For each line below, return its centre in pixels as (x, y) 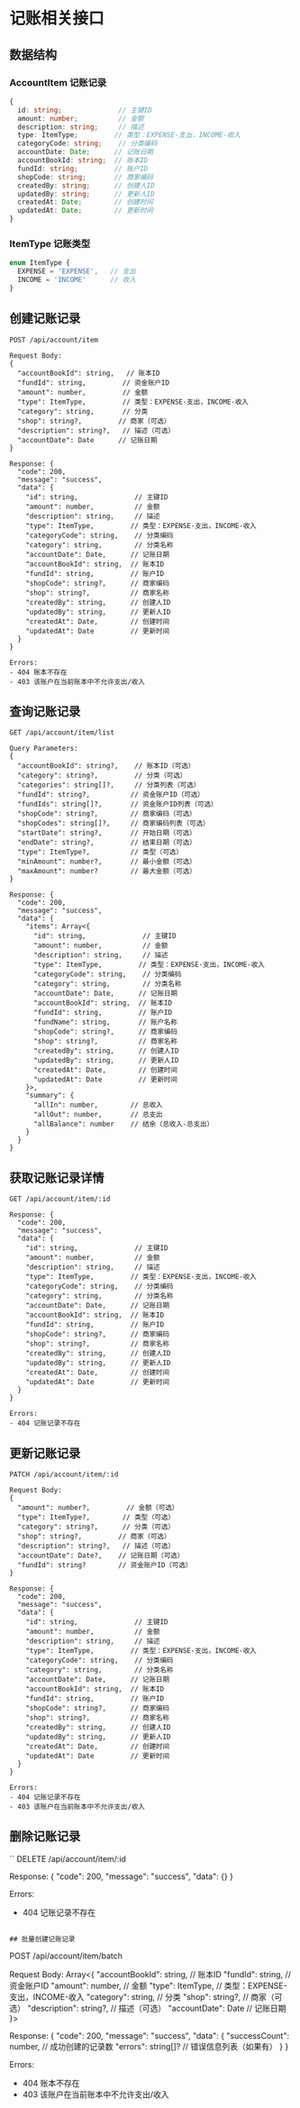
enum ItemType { (40, 263)
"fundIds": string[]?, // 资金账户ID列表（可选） (118, 804)
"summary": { (50, 1096)
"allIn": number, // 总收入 (98, 1105)
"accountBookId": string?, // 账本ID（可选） (106, 766)
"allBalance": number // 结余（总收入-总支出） (123, 1124)
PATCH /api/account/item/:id (64, 1474)
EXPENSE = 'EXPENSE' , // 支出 (77, 271)
